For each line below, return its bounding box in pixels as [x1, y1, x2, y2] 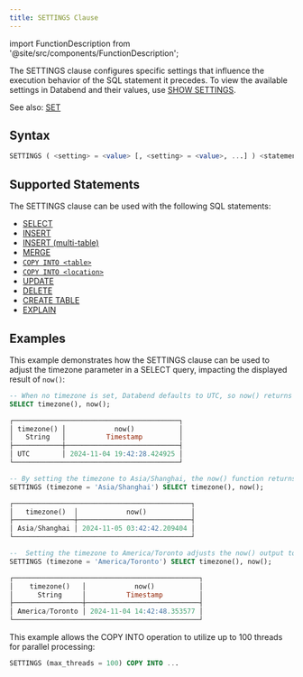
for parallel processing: [9, 642, 96, 653]
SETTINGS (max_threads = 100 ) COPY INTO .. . [9, 659, 179, 668]
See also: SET [9, 101, 61, 113]
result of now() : [9, 374, 66, 385]
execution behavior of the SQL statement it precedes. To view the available [9, 74, 289, 86]
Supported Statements [9, 177, 141, 192]
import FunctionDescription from [9, 38, 131, 49]
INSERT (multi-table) [22, 237, 99, 248]
